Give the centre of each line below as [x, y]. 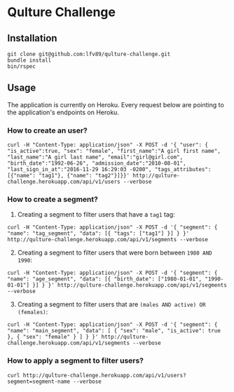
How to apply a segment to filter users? [76, 360]
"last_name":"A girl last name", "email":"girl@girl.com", [95, 157]
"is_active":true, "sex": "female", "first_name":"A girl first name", [114, 151]
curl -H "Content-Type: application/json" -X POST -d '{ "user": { [108, 145]
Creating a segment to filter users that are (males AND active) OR [111, 304]
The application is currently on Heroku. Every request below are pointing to [116, 104]
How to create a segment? [53, 199]
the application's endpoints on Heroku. [63, 112]
